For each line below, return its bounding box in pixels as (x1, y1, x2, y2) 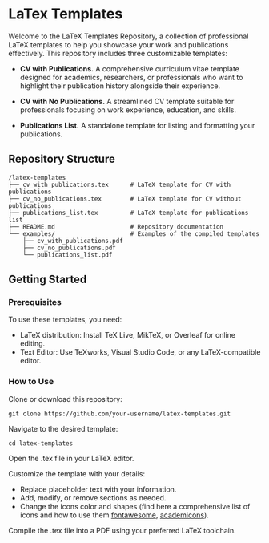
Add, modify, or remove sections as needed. (19, 492, 167, 502)
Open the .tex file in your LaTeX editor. (8, 453, 134, 463)
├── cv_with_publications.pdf (22, 237, 124, 245)
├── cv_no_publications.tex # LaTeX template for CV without (8, 194, 242, 203)
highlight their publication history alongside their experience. (19, 81, 221, 91)
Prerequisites (8, 297, 62, 308)
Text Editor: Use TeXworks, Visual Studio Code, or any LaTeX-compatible (19, 347, 261, 357)
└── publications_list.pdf (22, 250, 113, 259)
